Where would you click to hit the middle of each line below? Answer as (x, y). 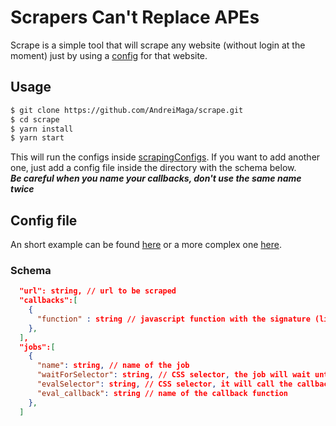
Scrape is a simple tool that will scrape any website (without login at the (158, 45)
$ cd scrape (35, 119)
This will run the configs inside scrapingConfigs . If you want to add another (165, 157)
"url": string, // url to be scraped (98, 291)
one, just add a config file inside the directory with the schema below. (153, 168)
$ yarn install (42, 129)
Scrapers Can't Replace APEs (135, 17)
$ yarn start (37, 138)
